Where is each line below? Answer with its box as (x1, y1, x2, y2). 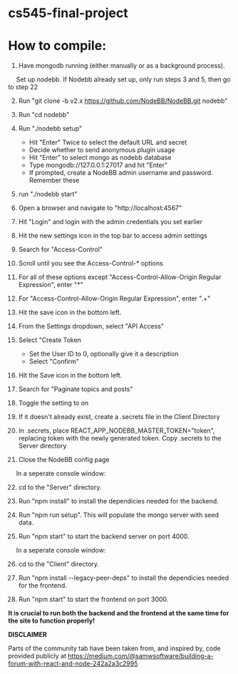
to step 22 (8, 83, 38, 91)
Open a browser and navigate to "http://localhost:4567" (18, 203, 182, 212)
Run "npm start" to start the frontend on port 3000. (18, 595, 169, 604)
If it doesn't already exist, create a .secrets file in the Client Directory (18, 413, 220, 421)
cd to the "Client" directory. (18, 560, 99, 568)
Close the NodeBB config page (18, 456, 110, 464)
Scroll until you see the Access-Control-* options (18, 259, 163, 268)
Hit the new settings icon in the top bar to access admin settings (18, 231, 207, 240)
